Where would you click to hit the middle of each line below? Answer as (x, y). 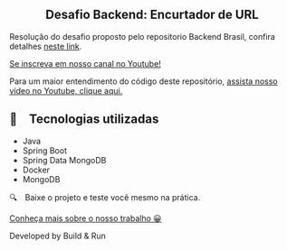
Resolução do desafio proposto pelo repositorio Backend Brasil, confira (143, 36)
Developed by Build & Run (58, 236)
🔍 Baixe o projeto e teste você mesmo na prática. (105, 197)
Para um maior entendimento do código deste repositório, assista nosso (143, 81)
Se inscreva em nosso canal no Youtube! (85, 63)
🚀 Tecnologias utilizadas (84, 120)
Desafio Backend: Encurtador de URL (152, 15)
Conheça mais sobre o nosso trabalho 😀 (86, 218)
